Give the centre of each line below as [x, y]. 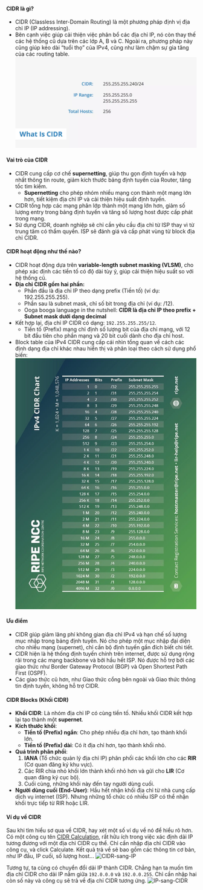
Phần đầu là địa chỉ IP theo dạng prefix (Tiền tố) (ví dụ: [92, 290]
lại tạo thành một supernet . [49, 719]
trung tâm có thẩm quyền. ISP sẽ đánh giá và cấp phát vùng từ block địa [105, 231]
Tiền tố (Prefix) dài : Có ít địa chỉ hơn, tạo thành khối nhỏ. [95, 745]
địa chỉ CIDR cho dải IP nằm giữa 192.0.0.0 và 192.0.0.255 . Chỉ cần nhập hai [101, 874]
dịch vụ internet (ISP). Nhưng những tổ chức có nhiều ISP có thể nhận [102, 797]
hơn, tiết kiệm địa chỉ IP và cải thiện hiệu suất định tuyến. [95, 199]
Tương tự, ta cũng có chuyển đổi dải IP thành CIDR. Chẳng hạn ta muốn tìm [100, 868]
